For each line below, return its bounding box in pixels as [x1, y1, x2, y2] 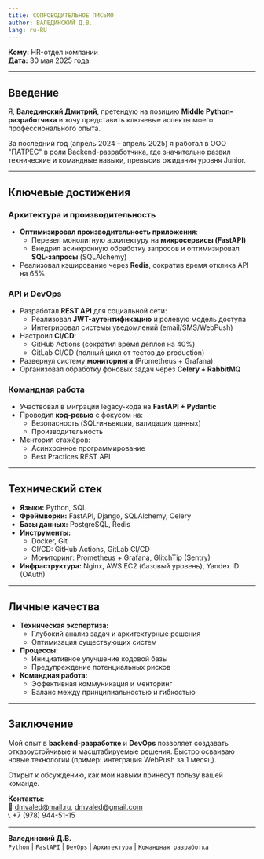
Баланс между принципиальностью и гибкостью [31, 688, 196, 697]
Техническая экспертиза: [19, 621, 109, 631]
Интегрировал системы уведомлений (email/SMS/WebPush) [31, 323, 233, 332]
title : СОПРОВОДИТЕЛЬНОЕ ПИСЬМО [8, 11, 114, 20]
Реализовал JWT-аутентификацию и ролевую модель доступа [31, 315, 247, 324]
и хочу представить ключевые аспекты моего [58, 115, 214, 125]
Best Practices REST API [31, 452, 112, 462]
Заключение [8, 718, 74, 731]
